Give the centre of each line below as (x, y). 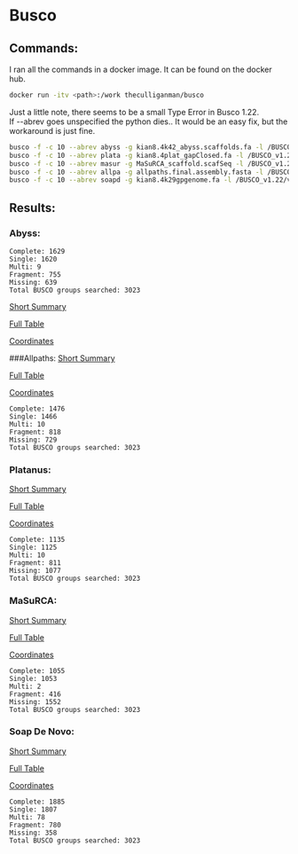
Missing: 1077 (35, 571)
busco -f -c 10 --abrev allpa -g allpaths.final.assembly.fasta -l (137, 172)
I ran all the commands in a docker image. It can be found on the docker (141, 69)
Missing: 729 (33, 440)
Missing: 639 (33, 282)
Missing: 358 (33, 833)
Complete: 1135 (37, 540)
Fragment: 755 (35, 274)
